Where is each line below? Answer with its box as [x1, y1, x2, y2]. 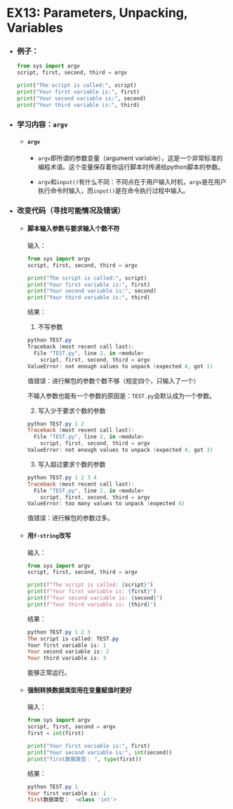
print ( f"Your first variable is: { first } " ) [27, 588, 157, 595]
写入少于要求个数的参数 [37, 406, 106, 415]
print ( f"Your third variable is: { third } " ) [27, 601, 157, 608]
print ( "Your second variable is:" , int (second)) [27, 749, 173, 756]
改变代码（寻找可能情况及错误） [16, 205, 126, 215]
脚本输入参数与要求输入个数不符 [27, 224, 120, 233]
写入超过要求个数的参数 [37, 460, 106, 468]
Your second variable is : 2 [27, 648, 109, 655]
